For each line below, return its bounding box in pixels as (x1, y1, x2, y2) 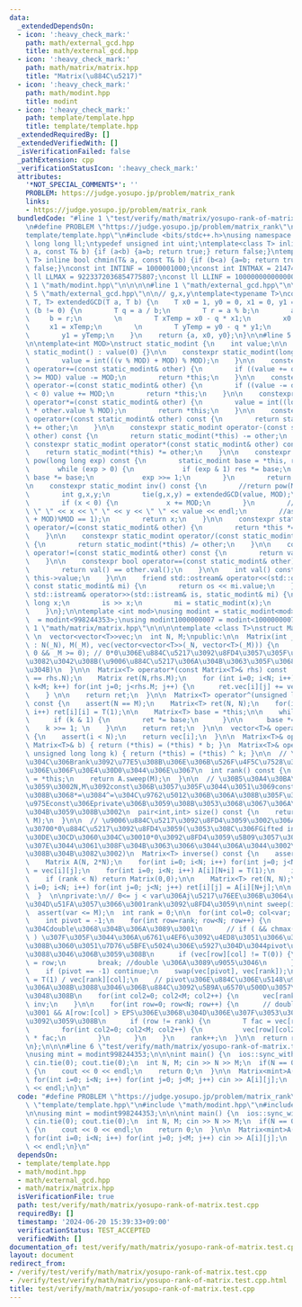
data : (9, 13, 30, 22)
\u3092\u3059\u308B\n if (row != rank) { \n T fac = (25, 1016, 271, 1025)
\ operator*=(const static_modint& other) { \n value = (25, 398, 263, 407)
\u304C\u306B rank (25, 757, 91, 766)
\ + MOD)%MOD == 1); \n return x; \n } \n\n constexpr (25, 515, 276, 524)
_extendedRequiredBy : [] (17, 130, 111, 139)
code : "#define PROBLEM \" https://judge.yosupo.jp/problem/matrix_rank (17, 1092, 292, 1101)
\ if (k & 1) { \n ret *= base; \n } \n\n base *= (25, 716, 296, 725)
